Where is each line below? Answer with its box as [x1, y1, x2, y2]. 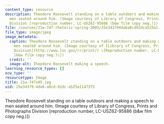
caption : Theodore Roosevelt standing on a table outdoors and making [9, 39, 156, 44]
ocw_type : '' [5, 71, 32, 76]
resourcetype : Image [5, 75, 47, 80]
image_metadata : [5, 35, 38, 40]
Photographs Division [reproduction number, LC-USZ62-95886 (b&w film [5, 108, 152, 114]
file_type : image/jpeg [5, 30, 51, 35]
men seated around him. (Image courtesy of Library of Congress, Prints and [5, 103, 158, 109]
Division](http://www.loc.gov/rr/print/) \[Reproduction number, [14, 48, 150, 53]
